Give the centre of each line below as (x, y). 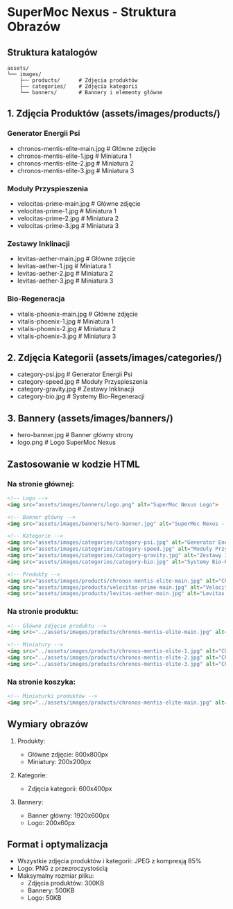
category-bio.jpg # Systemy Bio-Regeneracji (81, 396)
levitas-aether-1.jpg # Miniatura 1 (64, 266)
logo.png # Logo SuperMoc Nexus (67, 442)
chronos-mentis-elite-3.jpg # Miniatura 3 (76, 170)
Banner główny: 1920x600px (68, 815)
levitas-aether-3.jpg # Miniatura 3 (65, 281)
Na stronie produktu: (43, 612)
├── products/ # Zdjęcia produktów (79, 80)
